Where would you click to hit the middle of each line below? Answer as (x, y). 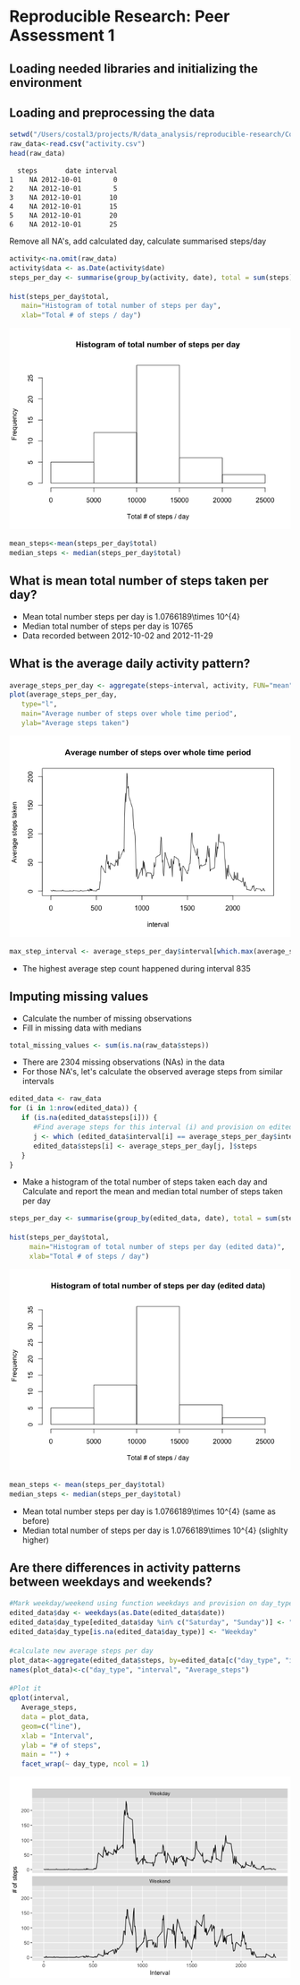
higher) (35, 1540)
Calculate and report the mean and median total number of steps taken (153, 1192)
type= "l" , (39, 705)
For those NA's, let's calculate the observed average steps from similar (152, 1072)
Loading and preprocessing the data (112, 112)
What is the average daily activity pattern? (130, 664)
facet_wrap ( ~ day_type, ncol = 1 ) (85, 1764)
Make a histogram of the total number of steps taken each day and (145, 1182)
